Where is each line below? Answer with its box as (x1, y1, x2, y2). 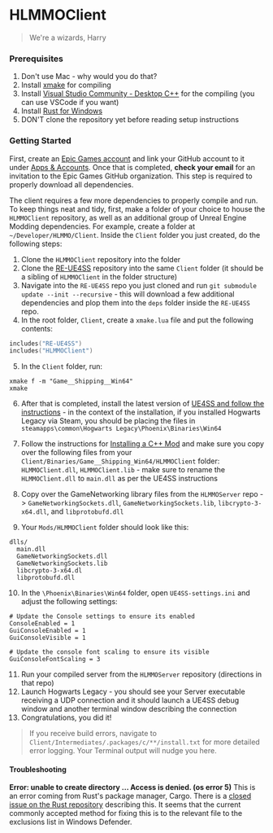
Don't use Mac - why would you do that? (20, 72, 158, 81)
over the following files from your (20, 448, 132, 458)
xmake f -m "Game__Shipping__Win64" (9, 377, 133, 386)
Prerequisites (9, 53, 63, 64)
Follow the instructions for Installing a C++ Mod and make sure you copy (20, 439, 265, 449)
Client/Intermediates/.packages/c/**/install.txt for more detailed (28, 737, 261, 747)
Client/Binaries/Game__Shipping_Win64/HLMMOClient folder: (20, 456, 220, 466)
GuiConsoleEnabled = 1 (9, 627, 86, 635)
